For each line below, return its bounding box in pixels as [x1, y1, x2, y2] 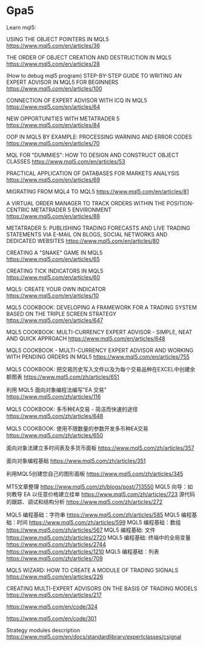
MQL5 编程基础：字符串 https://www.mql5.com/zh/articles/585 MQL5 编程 [6, 511, 192, 518]
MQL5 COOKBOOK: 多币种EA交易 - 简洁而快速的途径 [6, 405, 138, 413]
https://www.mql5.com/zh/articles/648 [6, 412, 104, 419]
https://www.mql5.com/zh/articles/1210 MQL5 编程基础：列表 [6, 548, 159, 555]
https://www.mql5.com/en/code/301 [6, 614, 97, 622]
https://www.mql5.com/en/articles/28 [6, 60, 100, 67]
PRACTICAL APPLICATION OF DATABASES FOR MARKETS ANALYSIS [6, 170, 180, 177]
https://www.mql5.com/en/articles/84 [6, 121, 101, 128]
